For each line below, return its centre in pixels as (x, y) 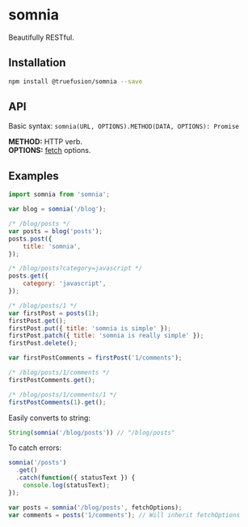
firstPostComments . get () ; (52, 380)
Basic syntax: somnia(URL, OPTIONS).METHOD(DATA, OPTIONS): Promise (124, 126)
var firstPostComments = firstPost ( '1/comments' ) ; (95, 358)
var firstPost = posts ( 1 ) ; (54, 313)
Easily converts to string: (50, 418)
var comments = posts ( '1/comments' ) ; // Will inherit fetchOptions (124, 515)
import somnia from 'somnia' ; (59, 195)
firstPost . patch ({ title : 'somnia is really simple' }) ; (106, 336)
